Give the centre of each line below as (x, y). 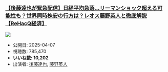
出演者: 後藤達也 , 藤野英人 (40, 64)
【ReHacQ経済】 (26, 23)
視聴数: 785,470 (29, 52)
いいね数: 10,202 (30, 58)
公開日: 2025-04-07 (34, 45)
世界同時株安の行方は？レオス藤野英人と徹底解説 (87, 15)
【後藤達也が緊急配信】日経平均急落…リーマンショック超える (81, 8)
